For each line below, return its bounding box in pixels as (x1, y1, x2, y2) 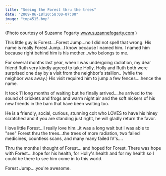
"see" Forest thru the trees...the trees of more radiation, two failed (5, 131, 140, 136)
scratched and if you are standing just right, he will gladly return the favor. (5, 116, 156, 122)
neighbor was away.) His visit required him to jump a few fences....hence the (5, 75, 162, 82)
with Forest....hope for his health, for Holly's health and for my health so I (5, 150, 155, 156)
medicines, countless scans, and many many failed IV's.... (5, 135, 123, 141)
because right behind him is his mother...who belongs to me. (5, 50, 129, 56)
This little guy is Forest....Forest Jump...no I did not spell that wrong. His (5, 40, 152, 45)
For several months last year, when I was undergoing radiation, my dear (5, 60, 151, 66)
